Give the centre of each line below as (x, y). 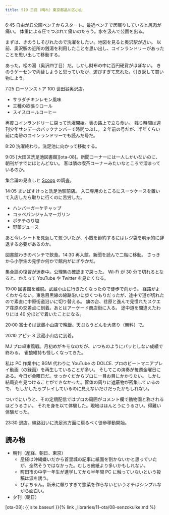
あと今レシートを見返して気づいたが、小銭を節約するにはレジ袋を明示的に (82, 237)
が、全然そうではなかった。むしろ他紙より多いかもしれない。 (84, 466)
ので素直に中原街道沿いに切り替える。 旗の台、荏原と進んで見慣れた (76, 301)
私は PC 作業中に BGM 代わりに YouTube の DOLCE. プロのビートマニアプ (82, 363)
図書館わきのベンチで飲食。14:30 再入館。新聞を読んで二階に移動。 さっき (83, 254)
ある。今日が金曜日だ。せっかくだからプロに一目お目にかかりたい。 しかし (83, 376)
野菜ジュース (26, 227)
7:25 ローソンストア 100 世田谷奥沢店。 (46, 88)
